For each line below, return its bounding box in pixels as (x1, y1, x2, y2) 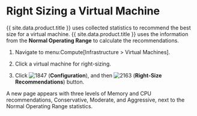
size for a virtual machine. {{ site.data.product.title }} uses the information (6, 30, 189, 37)
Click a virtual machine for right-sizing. (14, 60, 111, 67)
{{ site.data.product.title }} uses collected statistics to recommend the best (6, 24, 191, 31)
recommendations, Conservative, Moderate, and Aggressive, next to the (6, 96, 185, 103)
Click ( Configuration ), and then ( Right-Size (14, 72, 162, 79)
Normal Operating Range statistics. (6, 102, 93, 109)
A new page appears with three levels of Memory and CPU (6, 90, 152, 97)
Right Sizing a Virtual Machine (6, 4, 160, 18)
